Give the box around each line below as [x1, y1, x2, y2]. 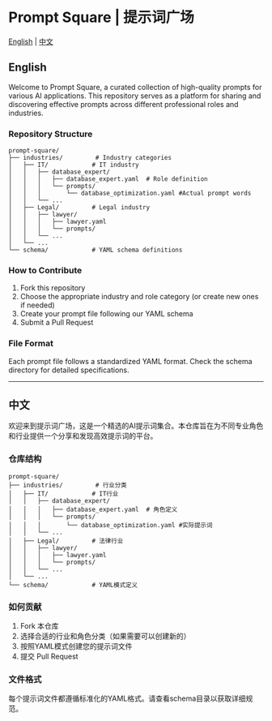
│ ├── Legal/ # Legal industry [8, 204, 151, 212]
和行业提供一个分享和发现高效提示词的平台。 [8, 431, 158, 441]
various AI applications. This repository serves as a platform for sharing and [8, 91, 261, 101]
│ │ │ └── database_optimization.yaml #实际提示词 [8, 521, 213, 529]
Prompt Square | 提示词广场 [8, 8, 194, 27]
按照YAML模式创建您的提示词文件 [19, 642, 133, 651]
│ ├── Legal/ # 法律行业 [8, 537, 124, 545]
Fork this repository [19, 283, 86, 293]
